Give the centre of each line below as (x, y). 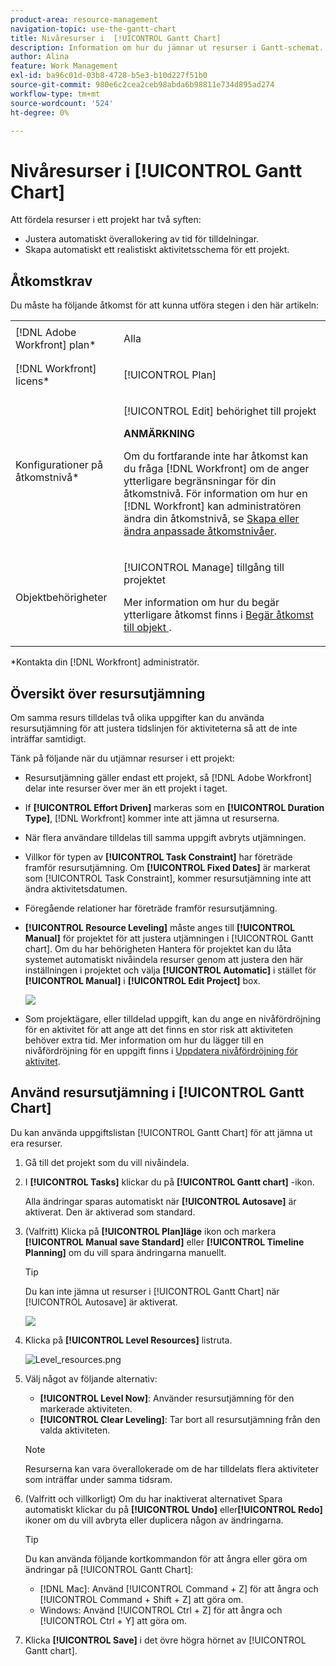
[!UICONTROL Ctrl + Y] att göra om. (113, 1620)
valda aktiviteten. (75, 1430)
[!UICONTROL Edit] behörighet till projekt (220, 411)
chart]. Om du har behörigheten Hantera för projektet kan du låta (158, 948)
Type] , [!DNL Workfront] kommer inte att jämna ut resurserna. (152, 818)
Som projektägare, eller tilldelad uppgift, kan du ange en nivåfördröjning (173, 1018)
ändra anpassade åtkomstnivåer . (200, 531)
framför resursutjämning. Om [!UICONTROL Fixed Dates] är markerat (167, 867)
